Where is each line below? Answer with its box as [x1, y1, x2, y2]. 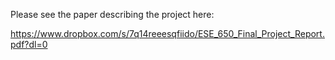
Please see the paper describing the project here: [10, 9, 215, 20]
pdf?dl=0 [10, 39, 48, 50]
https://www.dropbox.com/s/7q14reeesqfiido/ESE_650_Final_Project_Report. [10, 28, 325, 39]
